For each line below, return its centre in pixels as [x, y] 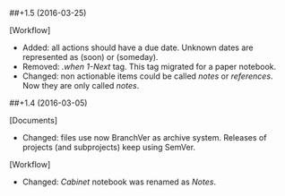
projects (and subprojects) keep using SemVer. [108, 147]
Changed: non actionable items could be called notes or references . [147, 76]
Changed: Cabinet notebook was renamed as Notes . [119, 182]
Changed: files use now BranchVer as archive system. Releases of [144, 137]
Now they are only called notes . [81, 85]
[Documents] [34, 120]
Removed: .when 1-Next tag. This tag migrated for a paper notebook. [149, 67]
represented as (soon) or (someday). [90, 57]
